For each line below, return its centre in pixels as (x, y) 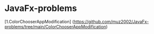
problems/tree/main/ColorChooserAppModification (55, 26)
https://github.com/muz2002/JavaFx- (111, 22)
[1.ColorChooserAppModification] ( (39, 22)
